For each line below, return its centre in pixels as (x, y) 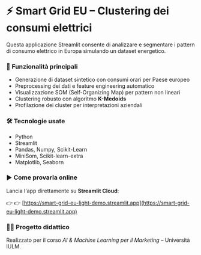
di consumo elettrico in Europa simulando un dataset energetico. (86, 51)
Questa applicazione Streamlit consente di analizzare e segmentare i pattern (100, 45)
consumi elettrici (49, 28)
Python (24, 137)
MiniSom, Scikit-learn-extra (49, 156)
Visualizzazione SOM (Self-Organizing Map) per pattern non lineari (97, 93)
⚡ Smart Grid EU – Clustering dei (88, 11)
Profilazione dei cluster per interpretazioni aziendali (79, 105)
